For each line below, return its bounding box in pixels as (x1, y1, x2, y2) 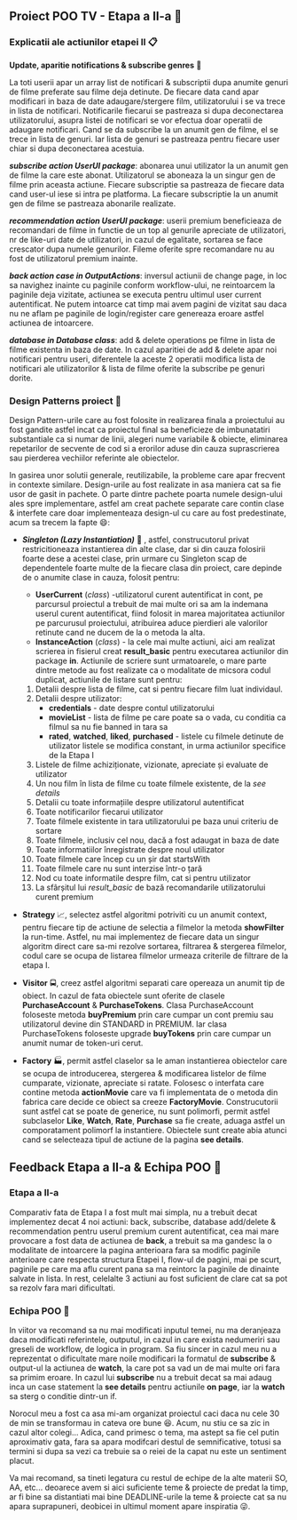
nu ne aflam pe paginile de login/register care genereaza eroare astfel (9, 308, 264, 318)
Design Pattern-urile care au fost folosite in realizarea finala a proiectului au (9, 414, 285, 425)
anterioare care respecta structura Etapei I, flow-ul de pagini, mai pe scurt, (9, 1254, 282, 1265)
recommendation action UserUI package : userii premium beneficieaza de (9, 215, 282, 226)
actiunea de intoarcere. (9, 317, 95, 328)
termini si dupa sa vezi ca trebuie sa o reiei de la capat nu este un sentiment (9, 1445, 286, 1456)
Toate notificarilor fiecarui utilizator (35, 806, 164, 817)
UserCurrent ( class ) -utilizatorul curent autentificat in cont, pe (35, 588, 263, 600)
